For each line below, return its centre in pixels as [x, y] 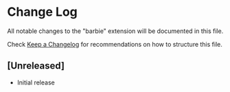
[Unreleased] [36, 66]
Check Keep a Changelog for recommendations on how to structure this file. [115, 44]
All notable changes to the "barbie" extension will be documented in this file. [115, 31]
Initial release [36, 82]
